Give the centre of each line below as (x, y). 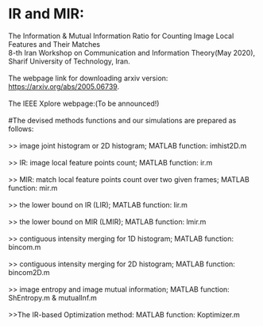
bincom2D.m (29, 272)
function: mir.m (33, 188)
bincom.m (25, 246)
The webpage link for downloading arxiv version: (88, 78)
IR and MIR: (46, 14)
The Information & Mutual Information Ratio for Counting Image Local (121, 36)
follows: (21, 129)
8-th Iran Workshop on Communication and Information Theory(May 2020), (132, 52)
